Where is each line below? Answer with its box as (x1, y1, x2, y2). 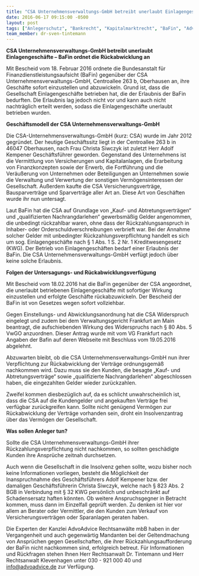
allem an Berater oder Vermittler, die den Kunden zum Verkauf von (6, 508, 168, 515)
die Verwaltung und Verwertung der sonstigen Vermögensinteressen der (6, 177, 184, 184)
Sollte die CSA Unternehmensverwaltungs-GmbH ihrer (6, 439, 139, 446)
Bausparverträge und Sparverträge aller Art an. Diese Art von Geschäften (6, 189, 185, 196)
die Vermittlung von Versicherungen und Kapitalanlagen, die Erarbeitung (6, 158, 183, 165)
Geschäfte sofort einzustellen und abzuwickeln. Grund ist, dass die (6, 84, 170, 91)
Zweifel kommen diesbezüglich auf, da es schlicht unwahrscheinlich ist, (6, 391, 181, 398)
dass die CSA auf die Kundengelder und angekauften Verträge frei (6, 397, 168, 404)
